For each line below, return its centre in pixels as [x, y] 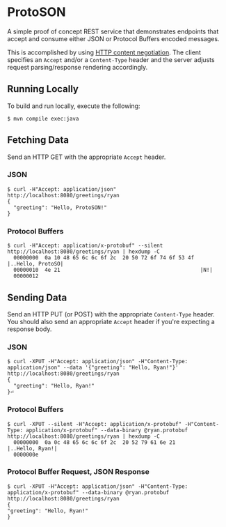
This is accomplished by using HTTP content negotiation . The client [104, 52]
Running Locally [43, 89]
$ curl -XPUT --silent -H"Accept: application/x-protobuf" [95, 424]
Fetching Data [38, 140]
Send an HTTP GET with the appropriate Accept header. [87, 157]
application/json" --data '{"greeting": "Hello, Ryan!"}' [93, 368]
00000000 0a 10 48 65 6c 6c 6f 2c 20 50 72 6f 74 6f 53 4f [104, 258]
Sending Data [37, 297]
